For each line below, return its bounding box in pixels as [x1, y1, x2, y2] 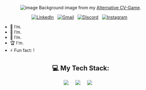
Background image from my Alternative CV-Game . [39, 5, 142, 10]
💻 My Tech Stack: [51, 64, 110, 73]
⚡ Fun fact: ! [9, 47, 35, 53]
